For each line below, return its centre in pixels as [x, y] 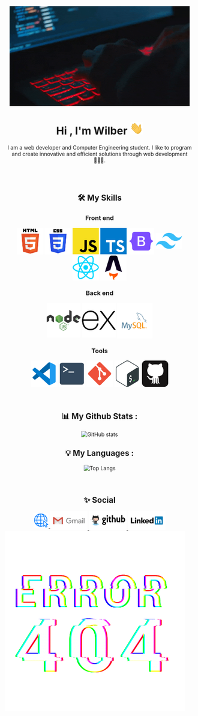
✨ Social [100, 500]
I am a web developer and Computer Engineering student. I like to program [100, 147]
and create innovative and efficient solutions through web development [100, 154]
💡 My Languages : [100, 453]
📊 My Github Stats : [100, 416]
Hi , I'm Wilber [92, 131]
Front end [100, 218]
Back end [100, 293]
